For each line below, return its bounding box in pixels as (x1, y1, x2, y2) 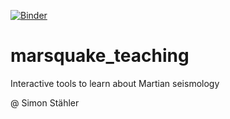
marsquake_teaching (10, 45, 190, 67)
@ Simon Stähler (10, 96, 80, 109)
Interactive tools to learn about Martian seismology (10, 77, 220, 89)
